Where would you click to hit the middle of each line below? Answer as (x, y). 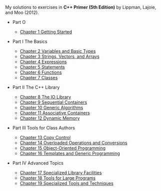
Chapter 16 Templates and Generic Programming (70, 153)
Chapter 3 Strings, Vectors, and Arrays (60, 56)
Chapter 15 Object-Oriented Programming (63, 148)
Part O (19, 22)
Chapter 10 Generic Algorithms (51, 107)
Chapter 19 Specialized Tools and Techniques (67, 183)
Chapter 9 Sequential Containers (53, 102)
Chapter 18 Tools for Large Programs (58, 178)
